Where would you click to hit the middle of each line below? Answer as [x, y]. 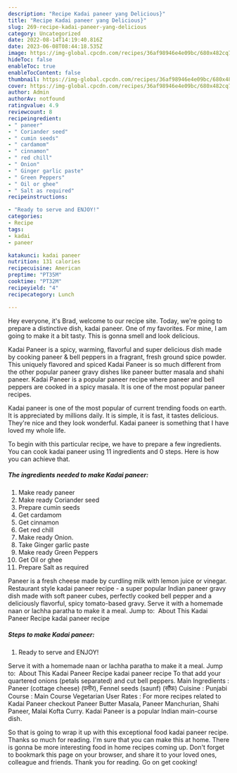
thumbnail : [24, 79]
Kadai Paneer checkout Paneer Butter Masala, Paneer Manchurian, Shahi [114, 704]
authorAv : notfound [37, 99]
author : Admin [29, 92]
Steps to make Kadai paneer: [51, 635]
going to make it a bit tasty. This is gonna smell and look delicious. [104, 336]
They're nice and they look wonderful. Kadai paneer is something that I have [118, 422]
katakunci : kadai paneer [44, 255]
